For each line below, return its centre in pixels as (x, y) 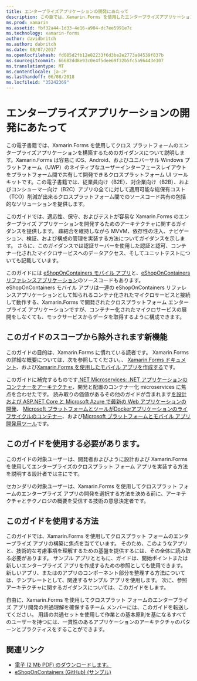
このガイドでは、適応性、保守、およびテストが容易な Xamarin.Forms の (92, 216)
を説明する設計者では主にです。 (45, 473)
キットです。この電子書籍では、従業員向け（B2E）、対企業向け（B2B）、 (93, 182)
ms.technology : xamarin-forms (43, 33)
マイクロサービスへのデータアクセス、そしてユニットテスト (108, 253)
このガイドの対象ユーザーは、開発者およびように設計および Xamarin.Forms (97, 459)
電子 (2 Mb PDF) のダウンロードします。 (63, 665)
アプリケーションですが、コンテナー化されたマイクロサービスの (105, 309)
